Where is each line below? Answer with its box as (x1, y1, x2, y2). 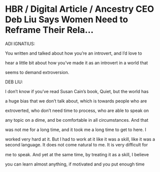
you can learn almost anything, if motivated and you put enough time (5, 161, 145, 167)
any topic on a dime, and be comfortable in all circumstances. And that (5, 117, 149, 123)
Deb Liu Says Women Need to (5, 14, 128, 25)
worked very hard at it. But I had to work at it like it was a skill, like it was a (5, 136, 155, 142)
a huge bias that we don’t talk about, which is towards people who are (5, 98, 147, 104)
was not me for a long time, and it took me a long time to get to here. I (5, 127, 146, 133)
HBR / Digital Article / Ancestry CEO (5, 3, 154, 15)
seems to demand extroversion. (5, 69, 69, 75)
